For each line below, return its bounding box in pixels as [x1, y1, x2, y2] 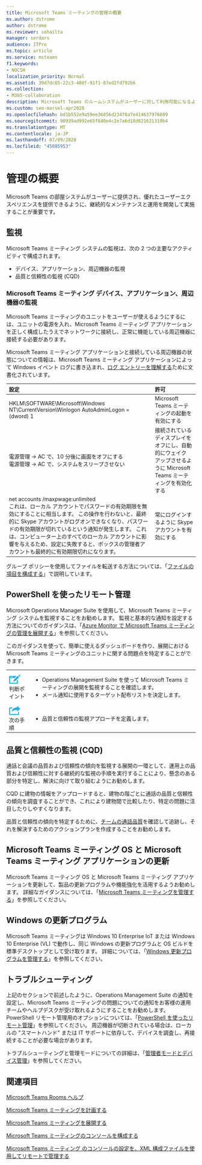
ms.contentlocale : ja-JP [6, 130, 69, 137]
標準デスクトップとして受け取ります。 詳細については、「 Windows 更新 [6, 947, 182, 954]
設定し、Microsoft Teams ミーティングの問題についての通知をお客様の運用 [6, 999, 191, 1006]
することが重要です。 [6, 208, 59, 215]
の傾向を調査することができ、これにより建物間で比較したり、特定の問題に [6, 797, 191, 805]
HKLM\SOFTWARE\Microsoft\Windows [8, 399, 105, 407]
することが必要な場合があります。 [11, 1036, 96, 1044]
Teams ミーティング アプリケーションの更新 [6, 856, 170, 866]
